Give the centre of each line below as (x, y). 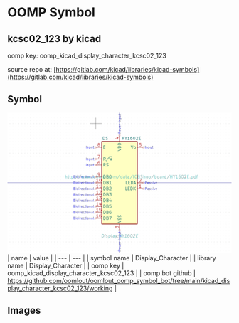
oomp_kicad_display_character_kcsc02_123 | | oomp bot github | (101, 273)
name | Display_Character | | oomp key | (66, 265)
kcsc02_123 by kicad (54, 39)
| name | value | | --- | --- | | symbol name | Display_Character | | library (112, 258)
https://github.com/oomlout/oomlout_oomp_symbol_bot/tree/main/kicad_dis (119, 280)
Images (24, 311)
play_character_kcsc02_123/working (60, 288)
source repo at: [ (32, 69)
